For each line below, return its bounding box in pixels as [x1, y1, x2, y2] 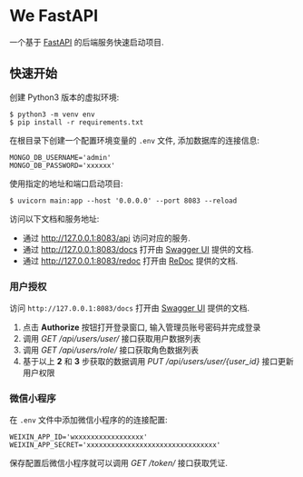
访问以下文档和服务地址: [9, 213, 100, 224]
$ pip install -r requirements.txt [9, 117, 144, 127]
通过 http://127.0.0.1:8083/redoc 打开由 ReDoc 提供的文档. [22, 255, 239, 266]
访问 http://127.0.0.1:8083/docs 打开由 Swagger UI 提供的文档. [9, 303, 249, 313]
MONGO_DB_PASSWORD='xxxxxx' [9, 161, 116, 170]
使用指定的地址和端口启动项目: [9, 178, 124, 189]
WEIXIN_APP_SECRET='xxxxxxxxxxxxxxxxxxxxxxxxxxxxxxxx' [9, 441, 221, 450]
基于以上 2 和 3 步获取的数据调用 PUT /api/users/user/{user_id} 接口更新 [22, 356, 295, 367]
